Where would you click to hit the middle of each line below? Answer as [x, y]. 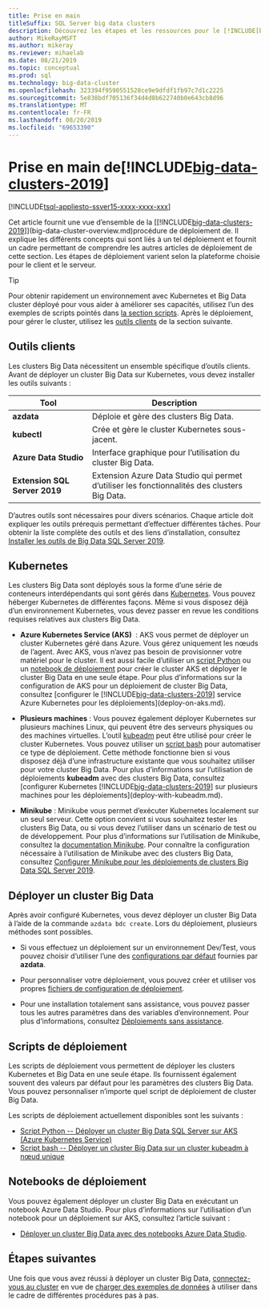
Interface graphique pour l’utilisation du [166, 452]
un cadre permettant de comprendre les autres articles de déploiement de [130, 247]
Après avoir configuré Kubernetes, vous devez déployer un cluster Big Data [133, 915]
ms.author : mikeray [41, 46]
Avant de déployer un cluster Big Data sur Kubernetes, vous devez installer [132, 375]
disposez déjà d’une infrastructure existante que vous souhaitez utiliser [137, 761]
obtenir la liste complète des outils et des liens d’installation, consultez [124, 532]
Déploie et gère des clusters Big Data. [163, 416]
